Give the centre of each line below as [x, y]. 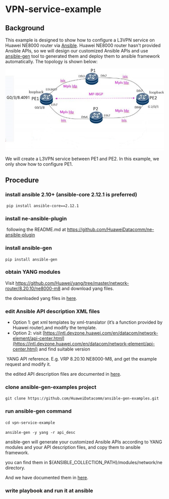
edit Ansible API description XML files [52, 311]
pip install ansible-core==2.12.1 [43, 206]
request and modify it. [28, 364]
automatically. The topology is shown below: [51, 61]
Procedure [22, 180]
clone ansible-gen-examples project [51, 387]
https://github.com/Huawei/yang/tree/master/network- [72, 283]
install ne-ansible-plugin [36, 218]
